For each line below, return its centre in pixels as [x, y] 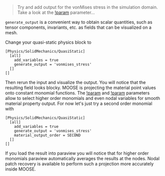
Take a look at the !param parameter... [56, 12]
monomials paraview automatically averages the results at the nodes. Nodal [82, 158]
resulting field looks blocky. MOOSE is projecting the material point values [81, 88]
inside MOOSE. [21, 169]
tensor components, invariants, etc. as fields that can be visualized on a [78, 27]
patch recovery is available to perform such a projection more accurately [80, 164]
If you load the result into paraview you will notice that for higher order [77, 153]
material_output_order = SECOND [47, 135]
